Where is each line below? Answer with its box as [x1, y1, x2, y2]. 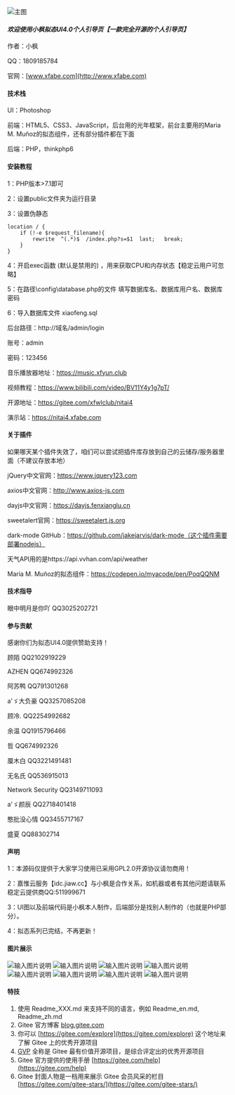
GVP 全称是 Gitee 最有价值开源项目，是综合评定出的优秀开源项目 [17, 1046, 205, 1055]
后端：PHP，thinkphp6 [7, 145, 74, 153]
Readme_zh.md [17, 1012, 63, 1020]
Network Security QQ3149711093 [7, 786, 103, 794]
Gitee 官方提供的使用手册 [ [17, 1056, 95, 1064]
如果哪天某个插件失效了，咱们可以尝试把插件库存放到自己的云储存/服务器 [7, 447, 219, 456]
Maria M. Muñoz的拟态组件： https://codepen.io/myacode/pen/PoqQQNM [7, 570, 220, 578]
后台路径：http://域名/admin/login [7, 324, 105, 332]
